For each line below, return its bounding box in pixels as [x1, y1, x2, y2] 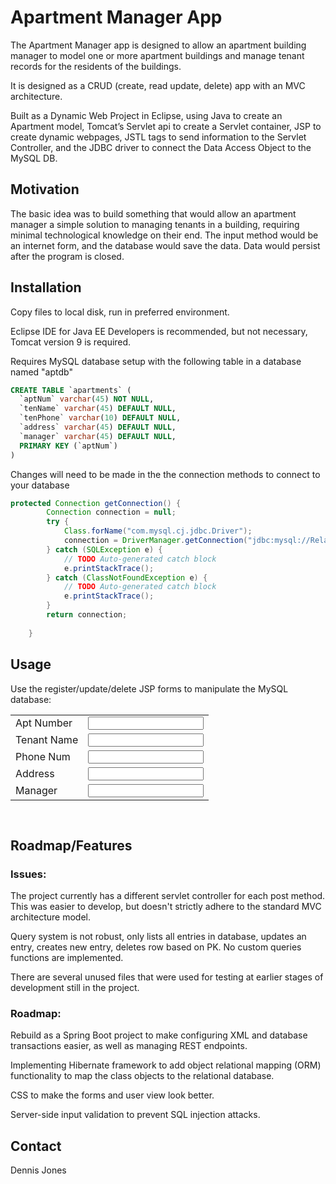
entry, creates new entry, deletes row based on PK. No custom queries [10, 941, 302, 953]
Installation [10, 279, 82, 296]
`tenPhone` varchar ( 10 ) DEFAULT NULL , [19, 413, 182, 423]
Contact [10, 1137, 62, 1155]
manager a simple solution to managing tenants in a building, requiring [10, 218, 300, 230]
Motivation [10, 181, 80, 198]
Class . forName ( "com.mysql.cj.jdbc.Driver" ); [63, 526, 253, 536]
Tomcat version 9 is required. [10, 336, 132, 348]
